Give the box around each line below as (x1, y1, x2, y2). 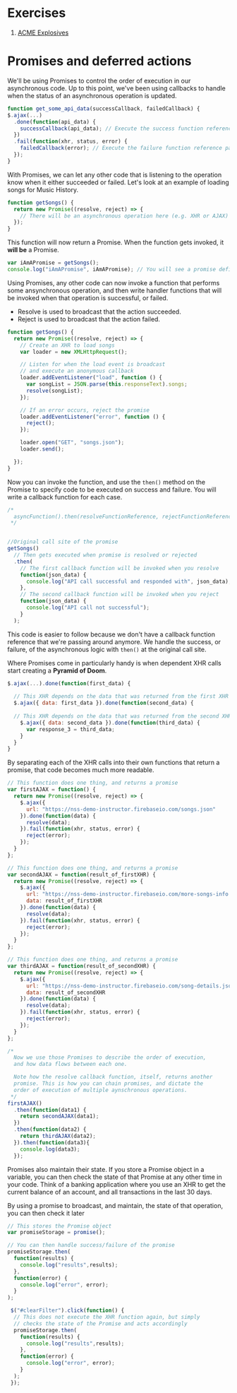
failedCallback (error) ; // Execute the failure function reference (20, 145, 222, 152)
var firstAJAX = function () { (7, 786, 97, 793)
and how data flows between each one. (13, 1061, 128, 1068)
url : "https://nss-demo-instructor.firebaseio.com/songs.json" (25, 805, 217, 813)
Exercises (7, 5, 66, 21)
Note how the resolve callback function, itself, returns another (13, 1074, 213, 1081)
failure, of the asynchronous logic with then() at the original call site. (7, 645, 207, 653)
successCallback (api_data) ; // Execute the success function (20, 125, 203, 132)
